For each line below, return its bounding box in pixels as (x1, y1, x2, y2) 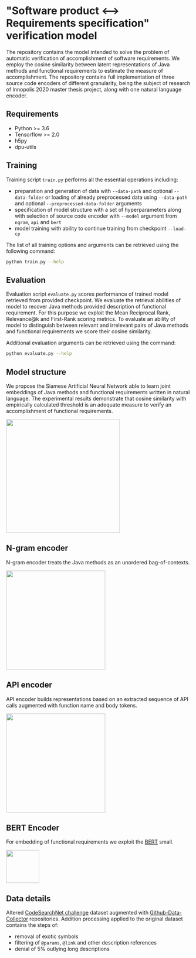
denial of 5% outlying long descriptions (14, 946, 110, 953)
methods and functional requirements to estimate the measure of (6, 67, 163, 74)
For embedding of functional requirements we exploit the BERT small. (6, 838, 174, 845)
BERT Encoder (6, 822, 60, 832)
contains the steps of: (6, 922, 59, 929)
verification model (6, 29, 97, 42)
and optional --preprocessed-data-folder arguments (14, 199, 142, 207)
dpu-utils (14, 143, 37, 150)
